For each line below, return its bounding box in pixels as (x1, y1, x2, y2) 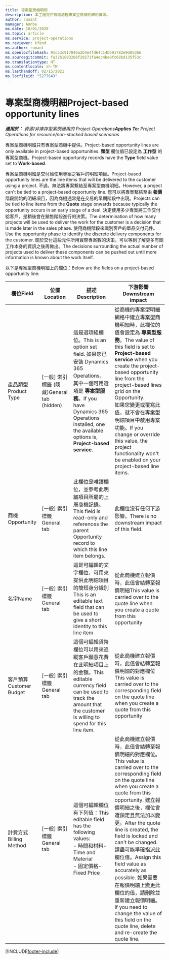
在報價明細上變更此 (114, 881, 160, 888)
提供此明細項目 (73, 576, 109, 583)
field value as (114, 860, 147, 867)
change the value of (114, 910, 162, 917)
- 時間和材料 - (73, 842, 107, 849)
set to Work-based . (5, 160, 47, 166)
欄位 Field (11, 290, 34, 297)
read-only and (73, 514, 108, 521)
